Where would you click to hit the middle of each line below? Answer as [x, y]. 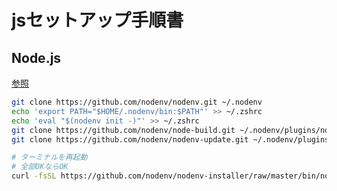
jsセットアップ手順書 [97, 20]
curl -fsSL [34, 176]
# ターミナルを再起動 [49, 157]
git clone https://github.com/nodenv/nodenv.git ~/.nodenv [137, 102]
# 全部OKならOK [40, 167]
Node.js [36, 57]
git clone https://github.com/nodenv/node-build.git [123, 130]
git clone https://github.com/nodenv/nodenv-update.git [130, 139]
